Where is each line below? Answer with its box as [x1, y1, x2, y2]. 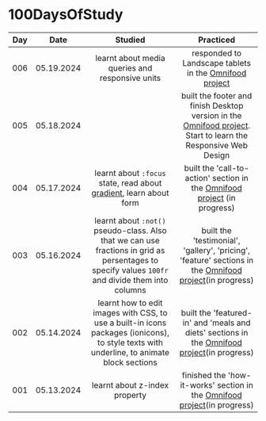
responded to [191, 48, 242, 59]
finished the [181, 369, 226, 381]
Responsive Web [185, 140, 248, 151]
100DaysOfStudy [8, 6, 123, 24]
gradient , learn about [91, 187, 169, 198]
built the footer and [180, 90, 253, 101]
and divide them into [92, 274, 169, 285]
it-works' [180, 379, 215, 390]
